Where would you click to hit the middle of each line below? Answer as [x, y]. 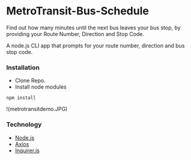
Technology [24, 125]
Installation [23, 67]
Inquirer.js [27, 150]
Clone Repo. [30, 81]
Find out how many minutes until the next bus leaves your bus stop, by [94, 28]
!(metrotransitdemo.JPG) [37, 109]
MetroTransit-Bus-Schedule [77, 11]
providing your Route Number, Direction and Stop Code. [75, 34]
